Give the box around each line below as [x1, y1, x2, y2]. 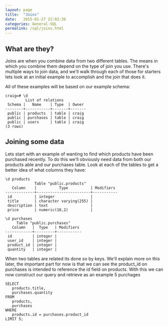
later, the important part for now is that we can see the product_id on [5, 261, 147, 267]
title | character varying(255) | [7, 199, 93, 204]
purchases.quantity [12, 290, 53, 295]
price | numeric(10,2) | [7, 207, 93, 212]
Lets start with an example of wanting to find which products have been [5, 151, 153, 157]
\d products [5, 177, 30, 182]
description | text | [7, 203, 93, 208]
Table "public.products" [34, 181, 86, 186]
